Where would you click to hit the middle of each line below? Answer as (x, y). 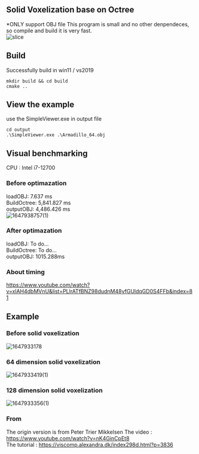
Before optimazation (36, 183)
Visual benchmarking (47, 153)
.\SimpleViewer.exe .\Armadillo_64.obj (56, 135)
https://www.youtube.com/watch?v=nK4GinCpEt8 (68, 438)
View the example (40, 105)
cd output (19, 130)
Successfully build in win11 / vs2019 (50, 70)
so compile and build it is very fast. (49, 30)
